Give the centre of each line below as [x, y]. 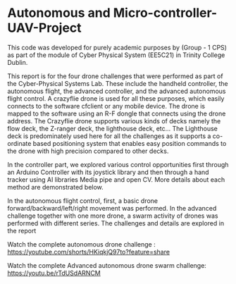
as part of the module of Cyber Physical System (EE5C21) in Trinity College [116, 55]
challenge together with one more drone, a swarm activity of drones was [113, 216]
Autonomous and [59, 13]
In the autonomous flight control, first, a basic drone [83, 200]
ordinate [19, 143]
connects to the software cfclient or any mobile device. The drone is [106, 106]
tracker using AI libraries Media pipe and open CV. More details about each [116, 179]
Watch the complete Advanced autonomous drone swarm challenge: [107, 265]
